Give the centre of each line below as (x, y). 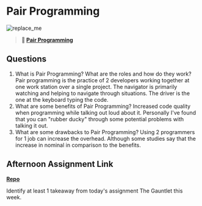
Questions (27, 59)
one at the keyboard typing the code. (62, 99)
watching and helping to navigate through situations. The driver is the (103, 93)
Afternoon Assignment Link (60, 164)
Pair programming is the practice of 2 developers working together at (102, 80)
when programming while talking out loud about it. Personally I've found (106, 112)
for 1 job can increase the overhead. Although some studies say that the (106, 138)
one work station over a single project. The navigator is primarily (96, 87)
